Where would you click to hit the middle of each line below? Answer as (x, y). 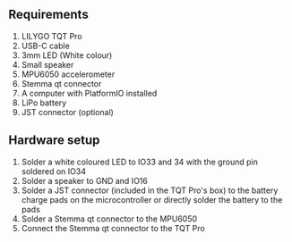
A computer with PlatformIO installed (89, 93)
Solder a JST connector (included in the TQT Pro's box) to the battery (150, 190)
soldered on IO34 (54, 171)
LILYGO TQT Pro (52, 36)
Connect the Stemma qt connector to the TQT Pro (113, 228)
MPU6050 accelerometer (68, 74)
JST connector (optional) (67, 112)
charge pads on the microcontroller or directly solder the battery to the (152, 199)
